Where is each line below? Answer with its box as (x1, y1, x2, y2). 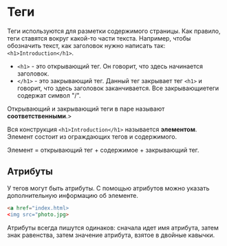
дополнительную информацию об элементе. (7, 191, 139, 199)
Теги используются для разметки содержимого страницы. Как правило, (7, 27, 221, 35)
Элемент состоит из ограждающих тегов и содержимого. (7, 132, 177, 141)
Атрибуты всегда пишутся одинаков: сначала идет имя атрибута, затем (7, 223, 219, 232)
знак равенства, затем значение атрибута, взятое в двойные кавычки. (7, 231, 215, 239)
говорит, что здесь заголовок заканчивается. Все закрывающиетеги (17, 84, 219, 92)
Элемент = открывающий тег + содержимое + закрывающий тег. (7, 146, 199, 154)
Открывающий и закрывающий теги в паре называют (7, 104, 165, 113)
